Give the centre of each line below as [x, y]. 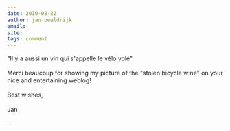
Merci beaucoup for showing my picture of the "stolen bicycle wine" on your [115, 73]
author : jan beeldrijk [39, 20]
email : [16, 26]
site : [15, 33]
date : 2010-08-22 [32, 13]
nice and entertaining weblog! [49, 80]
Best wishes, [25, 95]
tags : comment [27, 39]
